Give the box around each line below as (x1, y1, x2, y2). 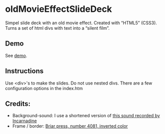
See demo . (5, 52, 27, 58)
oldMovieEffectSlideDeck (5, 3, 112, 15)
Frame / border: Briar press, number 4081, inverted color (12, 123, 128, 129)
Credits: (5, 99, 31, 108)
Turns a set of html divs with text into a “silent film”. (5, 25, 110, 31)
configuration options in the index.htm (5, 85, 83, 91)
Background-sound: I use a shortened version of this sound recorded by (12, 113, 160, 119)
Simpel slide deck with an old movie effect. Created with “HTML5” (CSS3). (5, 20, 157, 26)
